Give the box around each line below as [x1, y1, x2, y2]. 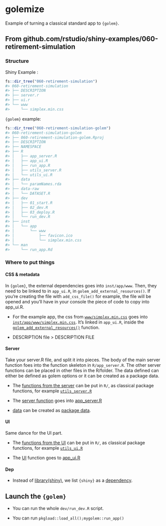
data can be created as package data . [12, 407, 91, 413]
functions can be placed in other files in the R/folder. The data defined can [5, 367, 159, 373]
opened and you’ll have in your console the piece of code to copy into [5, 298, 149, 304]
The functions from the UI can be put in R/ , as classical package [12, 440, 145, 446]
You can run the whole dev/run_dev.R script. [12, 505, 104, 511]
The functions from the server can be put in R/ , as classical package [12, 382, 154, 388]
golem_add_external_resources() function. [12, 324, 100, 330]
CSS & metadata [5, 271, 40, 277]
